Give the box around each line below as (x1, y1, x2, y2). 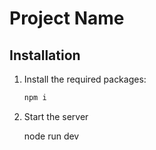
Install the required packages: (23, 73, 147, 85)
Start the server (23, 110, 89, 122)
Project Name (9, 7, 125, 30)
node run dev (23, 130, 80, 142)
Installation (9, 47, 81, 64)
